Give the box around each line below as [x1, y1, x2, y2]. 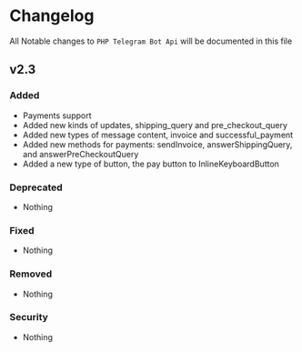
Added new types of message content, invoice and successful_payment [22, 129, 294, 140]
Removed [9, 267, 53, 280]
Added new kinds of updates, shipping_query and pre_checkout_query [22, 119, 288, 130]
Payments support [22, 110, 93, 121]
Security [9, 311, 48, 324]
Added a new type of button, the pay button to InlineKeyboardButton [22, 158, 280, 169]
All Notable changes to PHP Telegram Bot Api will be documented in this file [9, 35, 293, 46]
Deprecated [9, 181, 64, 194]
